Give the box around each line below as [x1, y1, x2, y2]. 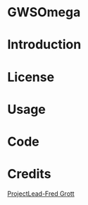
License [7, 69, 55, 85]
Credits [7, 166, 51, 182]
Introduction [7, 37, 82, 53]
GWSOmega [7, 4, 81, 20]
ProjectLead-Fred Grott [7, 189, 75, 198]
